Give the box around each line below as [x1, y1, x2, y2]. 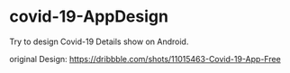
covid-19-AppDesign [9, 6, 169, 27]
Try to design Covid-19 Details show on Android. [9, 36, 189, 47]
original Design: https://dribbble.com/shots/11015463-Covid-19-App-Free [9, 53, 281, 64]
